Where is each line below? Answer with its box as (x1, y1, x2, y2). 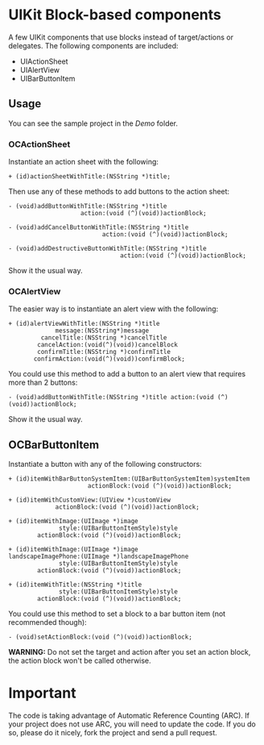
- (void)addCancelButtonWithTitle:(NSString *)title (8, 223, 189, 231)
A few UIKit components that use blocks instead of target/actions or (8, 32, 233, 42)
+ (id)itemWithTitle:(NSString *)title (8, 581, 142, 589)
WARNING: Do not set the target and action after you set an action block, (8, 647, 251, 657)
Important (8, 684, 76, 702)
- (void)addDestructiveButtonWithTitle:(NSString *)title (8, 244, 207, 253)
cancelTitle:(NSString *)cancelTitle (40, 334, 167, 342)
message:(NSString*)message (55, 327, 150, 335)
